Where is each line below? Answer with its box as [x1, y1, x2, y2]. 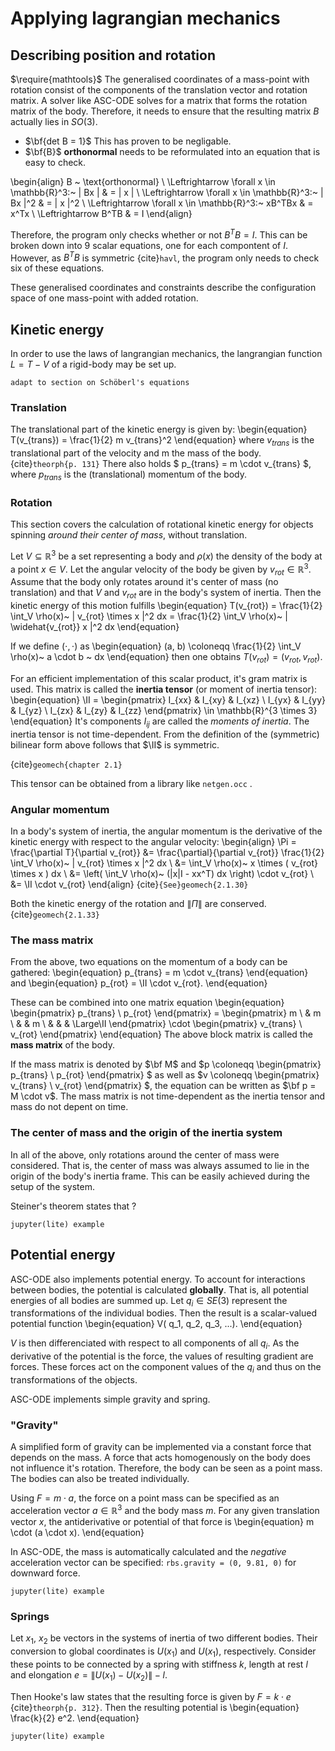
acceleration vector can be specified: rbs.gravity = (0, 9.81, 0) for [10, 1556, 297, 1568]
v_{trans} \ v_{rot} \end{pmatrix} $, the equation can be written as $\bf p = [10, 1080, 317, 1092]
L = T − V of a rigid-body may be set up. [10, 358, 177, 371]
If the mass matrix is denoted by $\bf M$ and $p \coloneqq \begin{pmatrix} [10, 1058, 322, 1071]
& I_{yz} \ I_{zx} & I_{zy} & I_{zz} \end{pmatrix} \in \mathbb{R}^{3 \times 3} [10, 705, 318, 717]
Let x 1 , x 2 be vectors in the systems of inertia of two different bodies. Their [10, 1632, 318, 1646]
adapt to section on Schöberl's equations [10, 378, 190, 388]
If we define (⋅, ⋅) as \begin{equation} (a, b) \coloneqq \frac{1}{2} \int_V [10, 640, 302, 652]
